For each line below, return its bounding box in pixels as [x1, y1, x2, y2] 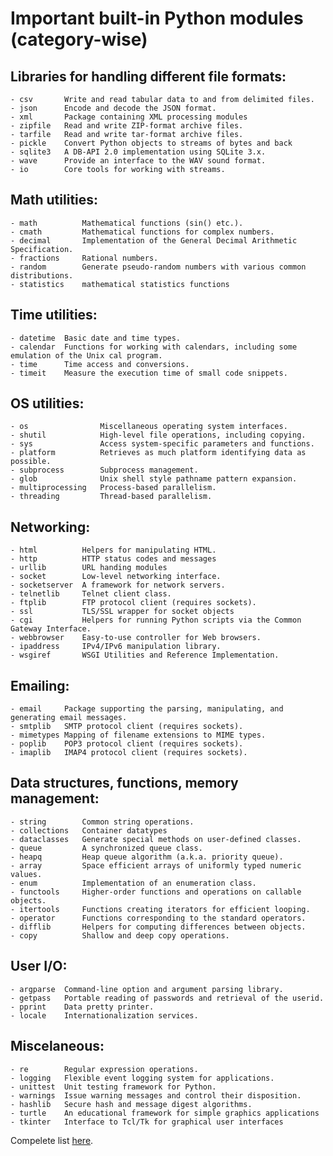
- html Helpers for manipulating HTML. [10, 545, 217, 556]
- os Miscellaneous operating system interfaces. [10, 422, 288, 432]
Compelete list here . [10, 1134, 94, 1146]
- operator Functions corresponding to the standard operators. [10, 913, 307, 923]
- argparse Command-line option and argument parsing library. [10, 984, 284, 994]
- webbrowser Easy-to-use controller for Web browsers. [10, 633, 262, 643]
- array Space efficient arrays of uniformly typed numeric [10, 860, 302, 871]
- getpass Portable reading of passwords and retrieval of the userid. [10, 993, 325, 1003]
